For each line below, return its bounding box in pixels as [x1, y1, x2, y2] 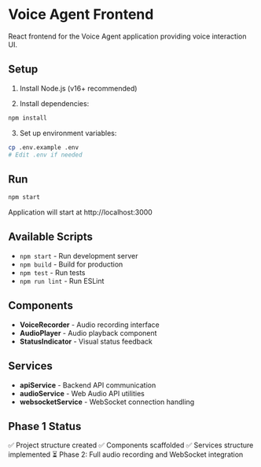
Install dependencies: [19, 98, 90, 108]
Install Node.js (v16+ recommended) [19, 83, 138, 93]
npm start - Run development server [19, 251, 138, 260]
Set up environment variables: [19, 128, 117, 138]
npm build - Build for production [19, 259, 123, 269]
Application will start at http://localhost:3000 [8, 208, 153, 217]
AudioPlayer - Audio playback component [19, 328, 157, 337]
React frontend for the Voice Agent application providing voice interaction [8, 31, 247, 41]
